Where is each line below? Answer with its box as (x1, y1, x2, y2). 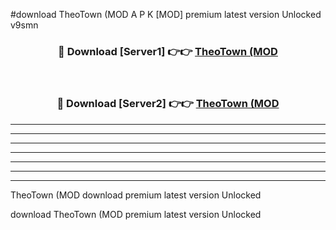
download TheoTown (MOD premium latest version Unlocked (10, 208, 262, 220)
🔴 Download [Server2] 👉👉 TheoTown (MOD (56, 97, 280, 111)
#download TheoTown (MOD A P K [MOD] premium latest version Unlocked (10, 9, 322, 20)
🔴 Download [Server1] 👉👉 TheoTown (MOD (58, 44, 278, 58)
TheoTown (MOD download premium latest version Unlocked (10, 189, 262, 201)
